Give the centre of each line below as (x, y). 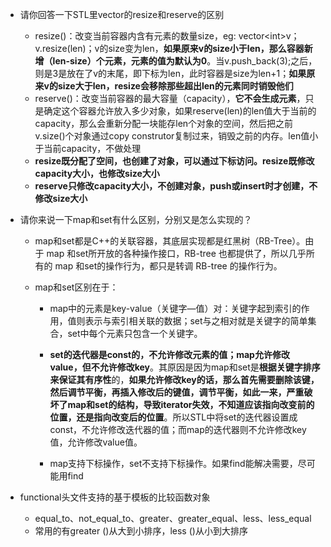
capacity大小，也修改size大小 (97, 173)
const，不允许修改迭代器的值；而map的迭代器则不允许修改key (178, 429)
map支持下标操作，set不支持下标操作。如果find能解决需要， (173, 463)
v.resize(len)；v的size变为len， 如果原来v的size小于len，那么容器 (169, 48)
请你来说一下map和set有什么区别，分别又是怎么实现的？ (136, 219)
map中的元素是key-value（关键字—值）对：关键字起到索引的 (175, 308)
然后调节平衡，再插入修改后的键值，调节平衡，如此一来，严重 (177, 392)
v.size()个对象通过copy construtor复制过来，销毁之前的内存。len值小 (176, 136)
